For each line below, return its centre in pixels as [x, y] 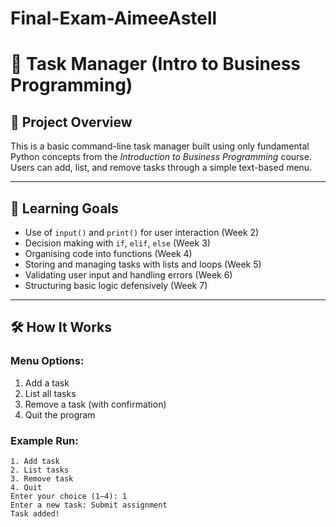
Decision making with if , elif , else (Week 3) [117, 243]
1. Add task [35, 461]
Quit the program [60, 414]
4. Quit [26, 487]
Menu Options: [47, 361]
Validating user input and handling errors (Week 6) [128, 275]
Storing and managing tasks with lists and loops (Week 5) [143, 264]
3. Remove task [42, 478]
